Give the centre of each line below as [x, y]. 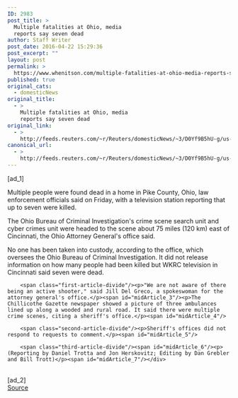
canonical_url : [30, 146]
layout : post [27, 60]
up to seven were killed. [42, 207]
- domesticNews [36, 93]
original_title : [31, 100]
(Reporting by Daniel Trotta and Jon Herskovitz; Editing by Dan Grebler [119, 353]
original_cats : [30, 86]
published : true [31, 80]
